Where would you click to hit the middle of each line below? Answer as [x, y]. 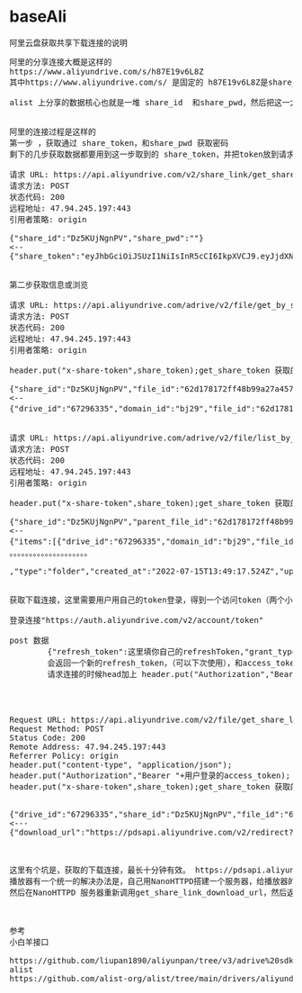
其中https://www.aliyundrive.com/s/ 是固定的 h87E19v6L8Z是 [139, 82]
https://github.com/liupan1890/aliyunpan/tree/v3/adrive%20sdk [151, 960]
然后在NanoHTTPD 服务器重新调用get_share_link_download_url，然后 [148, 892]
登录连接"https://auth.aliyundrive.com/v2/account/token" [137, 620]
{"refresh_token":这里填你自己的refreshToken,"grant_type [172, 651]
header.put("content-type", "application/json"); [121, 764]
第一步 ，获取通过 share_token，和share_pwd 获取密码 [119, 143]
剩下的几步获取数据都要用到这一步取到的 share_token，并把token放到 [144, 154]
